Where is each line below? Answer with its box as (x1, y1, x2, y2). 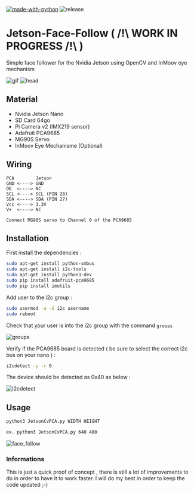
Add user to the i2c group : (6, 294, 73, 301)
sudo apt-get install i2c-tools (6, 266, 87, 272)
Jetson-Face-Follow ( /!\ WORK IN (6, 27, 178, 40)
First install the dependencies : (6, 249, 82, 257)
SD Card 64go (14, 117, 51, 124)
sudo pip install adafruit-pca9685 (6, 278, 95, 283)
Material (6, 94, 38, 105)
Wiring (6, 159, 32, 170)
